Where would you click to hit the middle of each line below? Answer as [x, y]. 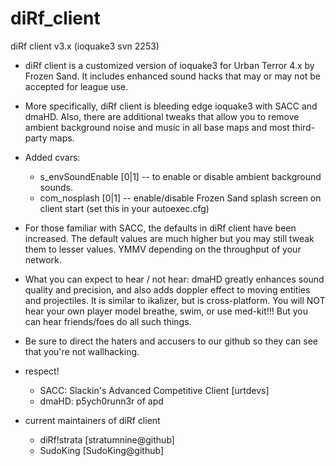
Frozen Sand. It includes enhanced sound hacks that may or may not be [173, 76]
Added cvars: [52, 157]
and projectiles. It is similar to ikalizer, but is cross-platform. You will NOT [175, 300]
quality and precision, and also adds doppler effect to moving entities [167, 289]
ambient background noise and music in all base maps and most [157, 127]
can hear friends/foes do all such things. [108, 321]
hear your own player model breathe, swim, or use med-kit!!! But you [166, 311]
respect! [42, 371]
